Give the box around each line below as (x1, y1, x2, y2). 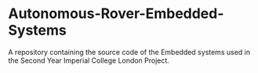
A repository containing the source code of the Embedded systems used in (8, 47, 251, 57)
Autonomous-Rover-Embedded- (8, 5, 224, 23)
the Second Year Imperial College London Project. (8, 56, 170, 65)
